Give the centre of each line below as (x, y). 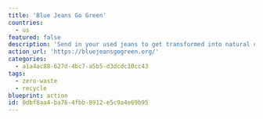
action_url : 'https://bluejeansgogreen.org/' (83, 52)
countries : (26, 23)
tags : (17, 74)
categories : (27, 59)
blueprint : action (38, 96)
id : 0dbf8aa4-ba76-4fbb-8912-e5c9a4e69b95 (78, 103)
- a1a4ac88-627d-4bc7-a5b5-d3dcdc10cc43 (82, 67)
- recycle (31, 88)
